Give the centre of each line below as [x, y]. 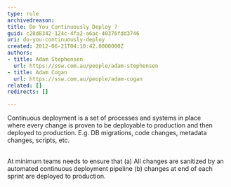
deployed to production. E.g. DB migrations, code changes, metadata [107, 133]
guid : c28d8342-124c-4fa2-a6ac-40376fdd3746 [73, 33]
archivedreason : [31, 20]
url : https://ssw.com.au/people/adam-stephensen [86, 66]
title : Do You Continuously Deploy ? [62, 27]
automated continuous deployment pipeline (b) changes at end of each [110, 169]
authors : [20, 53]
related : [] [25, 85]
